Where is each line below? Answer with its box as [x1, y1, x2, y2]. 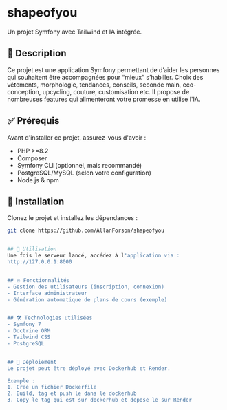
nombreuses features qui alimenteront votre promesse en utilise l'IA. [7, 95, 201, 103]
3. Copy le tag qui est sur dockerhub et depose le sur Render [7, 397, 193, 404]
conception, [7, 87, 41, 96]
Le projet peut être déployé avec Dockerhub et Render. [7, 365, 171, 372]
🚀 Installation [7, 195, 65, 207]
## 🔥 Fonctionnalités [7, 277, 70, 283]
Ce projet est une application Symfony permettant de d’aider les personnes [7, 65, 220, 74]
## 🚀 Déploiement [7, 358, 57, 365]
